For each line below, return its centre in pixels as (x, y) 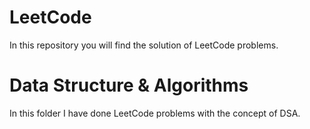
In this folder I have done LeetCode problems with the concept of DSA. (155, 113)
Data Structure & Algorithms (129, 85)
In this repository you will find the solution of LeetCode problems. (144, 45)
